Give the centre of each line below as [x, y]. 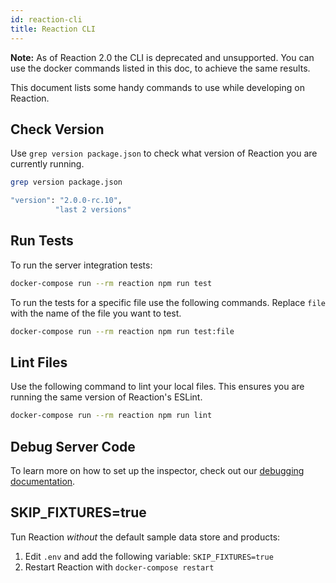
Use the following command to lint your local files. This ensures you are [157, 387]
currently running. [47, 164]
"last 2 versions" [93, 210]
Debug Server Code [73, 446]
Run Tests [42, 241]
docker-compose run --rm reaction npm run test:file [122, 331]
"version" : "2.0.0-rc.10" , [66, 201]
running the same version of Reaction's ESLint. [106, 397]
